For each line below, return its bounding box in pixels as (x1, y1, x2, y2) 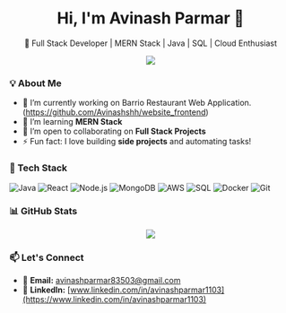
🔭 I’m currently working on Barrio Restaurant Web (22, 98, 206, 109)
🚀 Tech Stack (9, 161, 68, 174)
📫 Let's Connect (9, 251, 84, 264)
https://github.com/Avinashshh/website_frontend (25, 107, 206, 117)
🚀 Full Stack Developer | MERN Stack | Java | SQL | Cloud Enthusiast (23, 38, 278, 48)
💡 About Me (9, 76, 62, 89)
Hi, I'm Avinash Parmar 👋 (56, 8, 245, 29)
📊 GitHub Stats (9, 205, 78, 218)
